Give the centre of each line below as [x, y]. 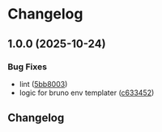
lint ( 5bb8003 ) [43, 84]
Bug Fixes [28, 67]
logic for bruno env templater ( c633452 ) [87, 93]
